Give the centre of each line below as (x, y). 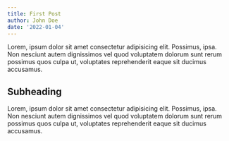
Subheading (35, 91)
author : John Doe (33, 20)
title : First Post (34, 14)
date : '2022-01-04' (36, 27)
